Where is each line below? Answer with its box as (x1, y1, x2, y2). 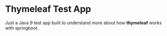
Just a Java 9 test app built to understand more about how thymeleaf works (5, 20, 162, 26)
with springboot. (5, 25, 39, 31)
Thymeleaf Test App (5, 3, 91, 15)
